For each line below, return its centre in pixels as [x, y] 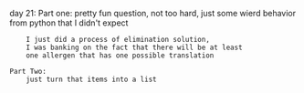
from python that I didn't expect [69, 23]
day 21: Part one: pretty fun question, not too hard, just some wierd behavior [153, 13]
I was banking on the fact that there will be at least [135, 47]
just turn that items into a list [91, 79]
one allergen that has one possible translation [120, 56]
